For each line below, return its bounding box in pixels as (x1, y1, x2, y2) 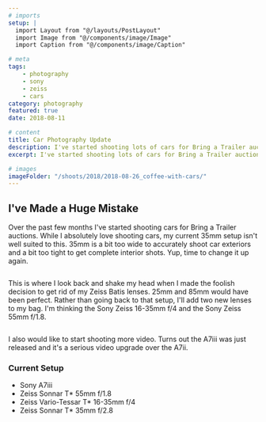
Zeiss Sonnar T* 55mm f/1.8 (19, 389, 112, 398)
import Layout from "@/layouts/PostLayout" (15, 26, 161, 34)
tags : (8, 63, 26, 71)
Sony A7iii (19, 381, 53, 390)
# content (8, 128, 41, 137)
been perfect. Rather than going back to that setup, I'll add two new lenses (8, 295, 252, 305)
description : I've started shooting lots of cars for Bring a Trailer (8, 143, 246, 151)
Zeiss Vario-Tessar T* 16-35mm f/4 (19, 397, 136, 407)
